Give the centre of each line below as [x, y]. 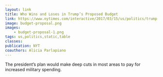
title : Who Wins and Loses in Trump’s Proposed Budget [62, 14]
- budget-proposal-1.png [39, 32]
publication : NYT [23, 46]
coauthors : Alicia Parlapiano [36, 50]
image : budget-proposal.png [33, 23]
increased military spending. [33, 69]
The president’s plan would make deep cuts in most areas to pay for [73, 64]
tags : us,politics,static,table [38, 37]
